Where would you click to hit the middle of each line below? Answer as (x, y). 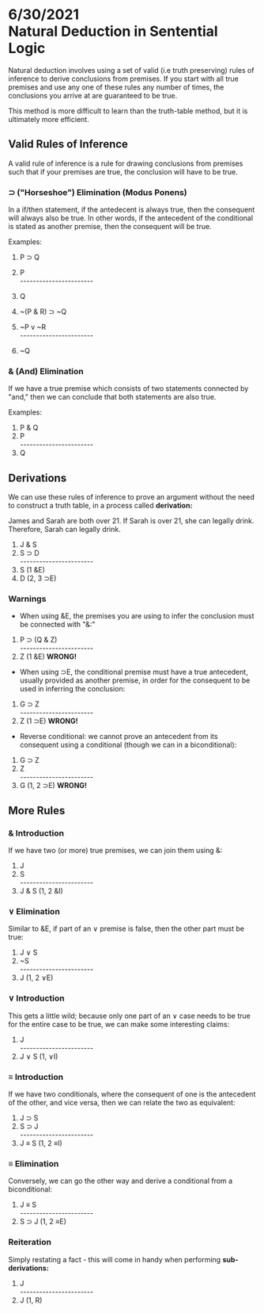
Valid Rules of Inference (68, 144)
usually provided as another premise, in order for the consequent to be (135, 680)
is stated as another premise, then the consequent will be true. (110, 227)
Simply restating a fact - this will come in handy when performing (115, 1259)
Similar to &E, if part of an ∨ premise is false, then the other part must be (126, 928)
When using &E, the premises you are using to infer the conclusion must (137, 616)
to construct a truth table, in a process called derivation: (100, 506)
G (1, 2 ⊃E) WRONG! (53, 786)
